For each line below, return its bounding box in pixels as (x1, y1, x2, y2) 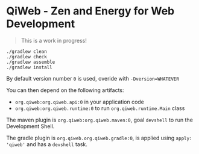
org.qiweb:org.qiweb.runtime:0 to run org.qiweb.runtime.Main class (14, 104, 185, 112)
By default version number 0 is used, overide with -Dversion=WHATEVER (6, 75, 180, 82)
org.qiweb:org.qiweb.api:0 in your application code (14, 98, 145, 105)
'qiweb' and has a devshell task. (6, 140, 87, 148)
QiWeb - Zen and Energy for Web (6, 4, 175, 18)
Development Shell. (6, 122, 55, 130)
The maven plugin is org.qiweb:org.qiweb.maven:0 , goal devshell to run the (6, 116, 193, 123)
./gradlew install (6, 64, 52, 70)
